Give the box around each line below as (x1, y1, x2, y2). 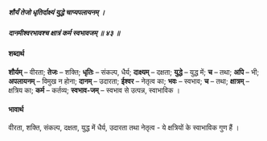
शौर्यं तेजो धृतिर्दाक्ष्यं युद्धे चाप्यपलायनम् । (8, 7, 105, 17)
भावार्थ (8, 104, 24, 114)
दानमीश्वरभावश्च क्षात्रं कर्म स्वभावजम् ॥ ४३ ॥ (8, 27, 121, 37)
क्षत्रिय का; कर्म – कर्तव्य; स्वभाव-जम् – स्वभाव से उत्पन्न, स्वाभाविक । (8, 85, 181, 95)
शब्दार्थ (8, 49, 25, 59)
